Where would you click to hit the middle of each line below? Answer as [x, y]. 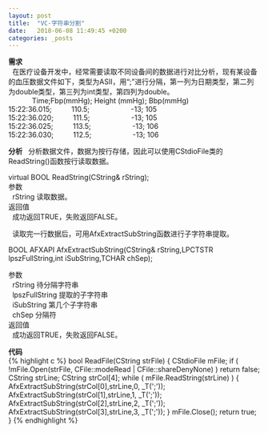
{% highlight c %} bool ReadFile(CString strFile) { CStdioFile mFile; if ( [123, 361]
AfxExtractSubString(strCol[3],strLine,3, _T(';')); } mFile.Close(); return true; [133, 412]
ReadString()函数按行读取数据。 [61, 162]
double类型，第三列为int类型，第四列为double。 [94, 92]
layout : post [30, 16]
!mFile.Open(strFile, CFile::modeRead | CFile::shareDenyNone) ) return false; [134, 370]
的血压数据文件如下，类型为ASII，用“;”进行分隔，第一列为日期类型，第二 [128, 82]
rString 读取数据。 [42, 197]
